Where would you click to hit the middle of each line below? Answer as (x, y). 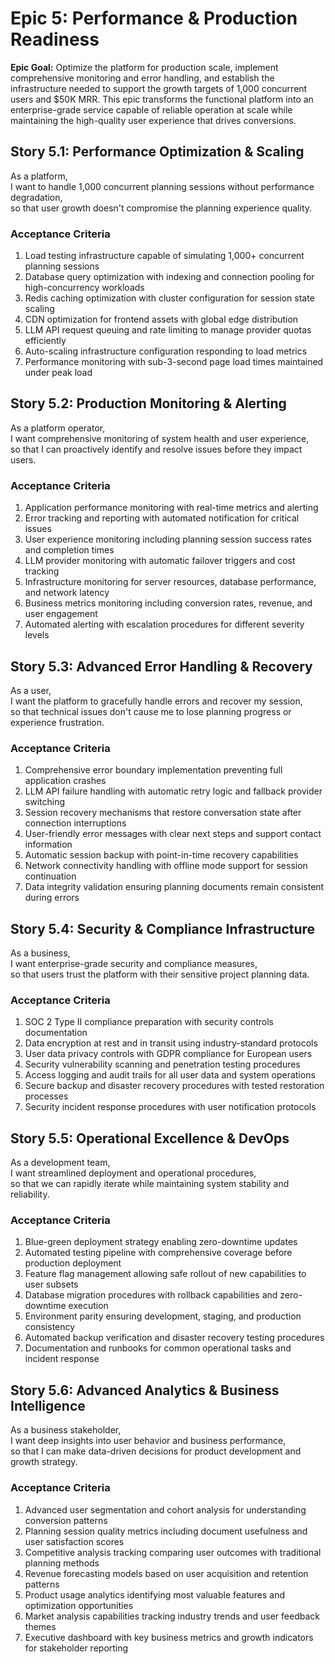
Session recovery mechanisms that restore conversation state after (163, 813)
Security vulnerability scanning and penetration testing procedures (162, 1064)
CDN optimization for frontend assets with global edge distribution (161, 319)
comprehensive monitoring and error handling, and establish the (142, 78)
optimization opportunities (79, 1605)
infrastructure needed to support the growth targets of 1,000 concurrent (159, 88)
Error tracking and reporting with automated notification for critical (162, 518)
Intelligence (48, 1405)
